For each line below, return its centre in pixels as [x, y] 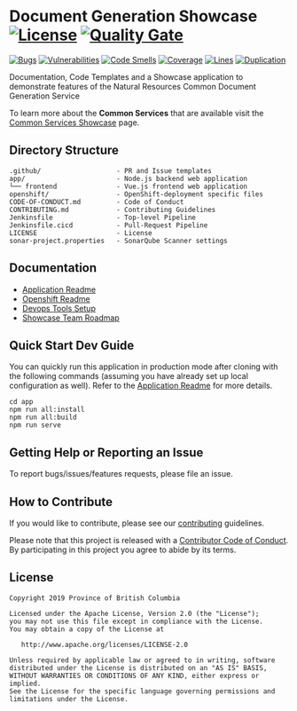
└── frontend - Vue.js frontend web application [129, 186]
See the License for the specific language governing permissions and [142, 691]
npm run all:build [43, 418]
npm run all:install [47, 410]
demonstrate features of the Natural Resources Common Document [133, 86]
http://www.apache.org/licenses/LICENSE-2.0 [105, 644]
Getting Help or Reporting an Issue [106, 452]
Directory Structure [64, 150]
